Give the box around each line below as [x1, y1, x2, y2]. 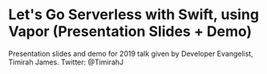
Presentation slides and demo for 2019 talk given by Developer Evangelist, [8, 49, 254, 58]
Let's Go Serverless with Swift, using [8, 6, 259, 24]
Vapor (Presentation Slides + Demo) [8, 22, 253, 41]
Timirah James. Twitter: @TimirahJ [8, 57, 124, 67]
